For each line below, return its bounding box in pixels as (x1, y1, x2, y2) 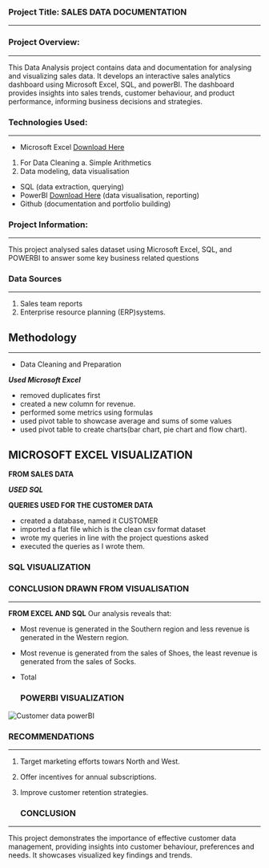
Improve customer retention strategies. (19, 787, 149, 797)
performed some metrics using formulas (19, 408, 154, 417)
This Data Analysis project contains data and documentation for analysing (8, 63, 252, 72)
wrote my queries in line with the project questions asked (19, 533, 209, 543)
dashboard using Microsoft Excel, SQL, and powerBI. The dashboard (8, 79, 235, 89)
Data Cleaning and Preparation (19, 359, 122, 369)
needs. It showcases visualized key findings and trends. (8, 850, 193, 860)
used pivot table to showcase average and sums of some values (19, 416, 232, 426)
